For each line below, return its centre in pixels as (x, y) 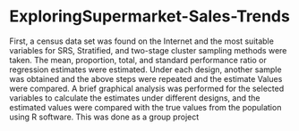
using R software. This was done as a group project (104, 117)
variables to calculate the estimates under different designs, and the (135, 98)
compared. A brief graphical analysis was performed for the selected (157, 88)
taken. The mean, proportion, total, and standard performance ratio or (138, 60)
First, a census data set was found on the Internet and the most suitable (142, 41)
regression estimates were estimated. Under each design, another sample (145, 70)
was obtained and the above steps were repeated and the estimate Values (146, 78)
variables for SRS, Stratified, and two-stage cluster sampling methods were (148, 50)
